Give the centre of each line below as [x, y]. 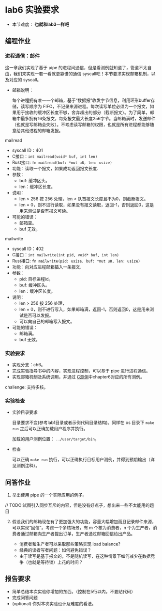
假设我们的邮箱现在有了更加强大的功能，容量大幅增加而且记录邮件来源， [84, 522]
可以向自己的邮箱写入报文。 [47, 321]
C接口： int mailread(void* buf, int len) [55, 156]
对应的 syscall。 [25, 79]
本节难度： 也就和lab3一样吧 [40, 24]
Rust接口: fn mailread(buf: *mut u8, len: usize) [62, 162]
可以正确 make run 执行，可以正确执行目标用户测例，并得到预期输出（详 [83, 460]
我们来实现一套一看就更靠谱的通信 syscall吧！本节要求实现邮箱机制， [82, 74]
